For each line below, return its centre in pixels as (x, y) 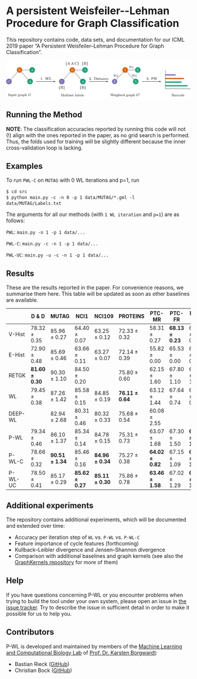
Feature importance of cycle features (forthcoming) (77, 544)
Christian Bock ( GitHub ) (43, 670)
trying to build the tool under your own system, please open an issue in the (96, 601)
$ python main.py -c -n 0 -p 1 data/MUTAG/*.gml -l (70, 198)
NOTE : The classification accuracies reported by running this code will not (96, 129)
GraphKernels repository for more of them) (66, 562)
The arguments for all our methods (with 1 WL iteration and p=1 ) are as (93, 214)
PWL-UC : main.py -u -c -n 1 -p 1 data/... (58, 255)
